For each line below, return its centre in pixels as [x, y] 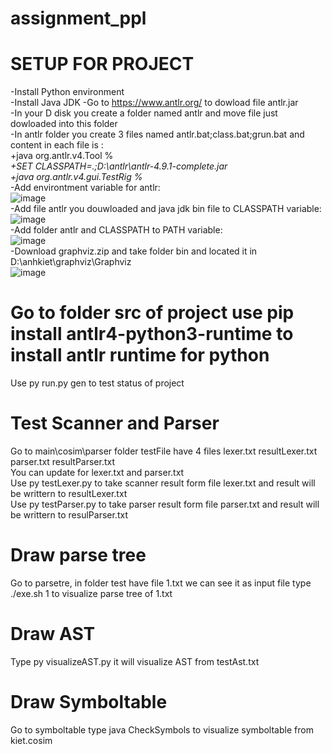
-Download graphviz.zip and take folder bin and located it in [134, 251]
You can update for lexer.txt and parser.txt [97, 472]
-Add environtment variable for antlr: [85, 188]
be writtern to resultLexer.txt [69, 493]
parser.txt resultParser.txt [63, 461]
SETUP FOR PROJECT [102, 64]
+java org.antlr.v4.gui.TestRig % [76, 177]
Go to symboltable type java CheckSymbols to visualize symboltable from [162, 729]
